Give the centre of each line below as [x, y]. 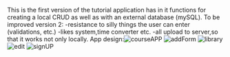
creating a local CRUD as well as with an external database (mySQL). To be [114, 17]
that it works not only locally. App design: [66, 39]
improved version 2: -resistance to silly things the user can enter [99, 24]
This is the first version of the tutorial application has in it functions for [107, 10]
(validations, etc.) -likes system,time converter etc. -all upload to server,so [113, 32]
